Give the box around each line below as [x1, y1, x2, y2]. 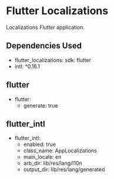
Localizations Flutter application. [6, 24, 85, 31]
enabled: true [23, 141, 56, 148]
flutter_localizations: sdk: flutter [14, 56, 92, 63]
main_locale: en [23, 154, 62, 161]
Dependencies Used [6, 41, 82, 51]
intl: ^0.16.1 [14, 63, 40, 70]
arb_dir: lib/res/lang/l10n [23, 160, 82, 167]
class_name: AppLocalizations [23, 147, 97, 154]
